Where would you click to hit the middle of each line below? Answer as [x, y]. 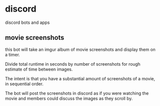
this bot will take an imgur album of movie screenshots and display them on [80, 49]
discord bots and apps [27, 22]
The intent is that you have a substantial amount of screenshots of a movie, [80, 78]
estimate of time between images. [39, 69]
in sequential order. [24, 84]
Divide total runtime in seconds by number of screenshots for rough [73, 64]
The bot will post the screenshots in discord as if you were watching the [77, 93]
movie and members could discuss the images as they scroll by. [69, 98]
